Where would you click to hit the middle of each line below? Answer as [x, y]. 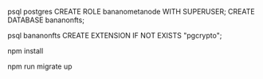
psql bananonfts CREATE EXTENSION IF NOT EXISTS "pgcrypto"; [115, 36]
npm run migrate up [40, 66]
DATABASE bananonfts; [46, 20]
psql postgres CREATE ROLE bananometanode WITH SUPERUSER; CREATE [131, 12]
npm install [26, 51]
